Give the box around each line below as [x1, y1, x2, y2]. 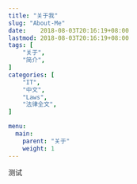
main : [15, 130, 34, 138]
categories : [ [8, 71, 55, 79]
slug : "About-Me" [8, 19, 66, 27]
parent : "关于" [22, 137, 70, 145]
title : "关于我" [8, 11, 59, 20]
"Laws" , [22, 93, 48, 101]
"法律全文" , [22, 100, 57, 108]
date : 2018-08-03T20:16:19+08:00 [8, 26, 129, 34]
